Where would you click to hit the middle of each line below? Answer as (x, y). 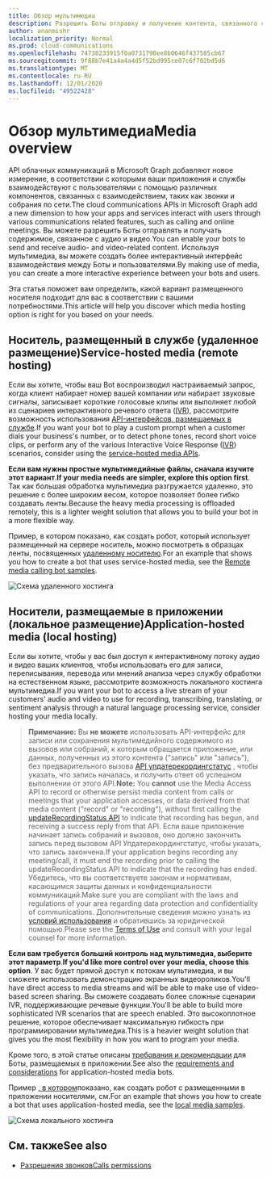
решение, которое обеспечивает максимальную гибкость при (116, 1021)
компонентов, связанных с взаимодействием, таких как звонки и (122, 196)
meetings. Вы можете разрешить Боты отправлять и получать (115, 230)
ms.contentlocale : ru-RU (50, 76)
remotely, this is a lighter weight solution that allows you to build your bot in (133, 512)
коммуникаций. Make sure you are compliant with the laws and (133, 895)
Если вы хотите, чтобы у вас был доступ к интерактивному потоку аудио (134, 656)
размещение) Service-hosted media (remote (123, 352)
